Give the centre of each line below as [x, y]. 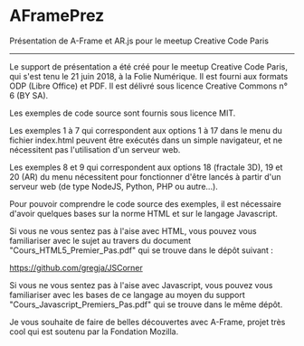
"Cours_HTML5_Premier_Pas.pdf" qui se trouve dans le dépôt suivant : [142, 250]
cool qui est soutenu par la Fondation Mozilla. [94, 332]
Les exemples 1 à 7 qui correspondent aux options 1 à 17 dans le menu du [146, 130]
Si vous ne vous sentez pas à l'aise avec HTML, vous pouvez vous [133, 230]
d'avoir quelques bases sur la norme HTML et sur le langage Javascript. [144, 213]
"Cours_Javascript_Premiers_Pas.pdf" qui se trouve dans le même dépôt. [146, 304]
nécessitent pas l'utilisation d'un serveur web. [95, 149]
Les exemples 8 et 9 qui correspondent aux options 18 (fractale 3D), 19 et [146, 167]
